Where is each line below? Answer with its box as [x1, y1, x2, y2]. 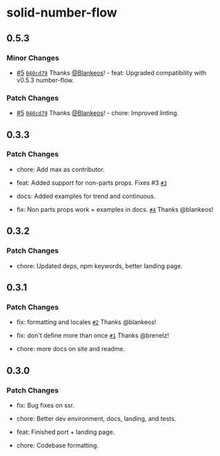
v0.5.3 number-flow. [16, 76, 74, 84]
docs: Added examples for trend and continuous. [16, 192, 156, 200]
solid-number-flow [6, 5, 118, 21]
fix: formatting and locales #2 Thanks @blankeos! [16, 318, 157, 326]
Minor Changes [6, 53, 59, 63]
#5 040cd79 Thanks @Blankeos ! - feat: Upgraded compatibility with [16, 68, 207, 77]
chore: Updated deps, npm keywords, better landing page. [16, 261, 183, 270]
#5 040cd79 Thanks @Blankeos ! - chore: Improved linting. [16, 109, 179, 117]
